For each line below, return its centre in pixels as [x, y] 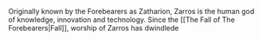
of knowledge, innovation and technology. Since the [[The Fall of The [121, 20]
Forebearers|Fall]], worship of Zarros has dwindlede [94, 28]
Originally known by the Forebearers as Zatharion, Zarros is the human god [131, 11]
